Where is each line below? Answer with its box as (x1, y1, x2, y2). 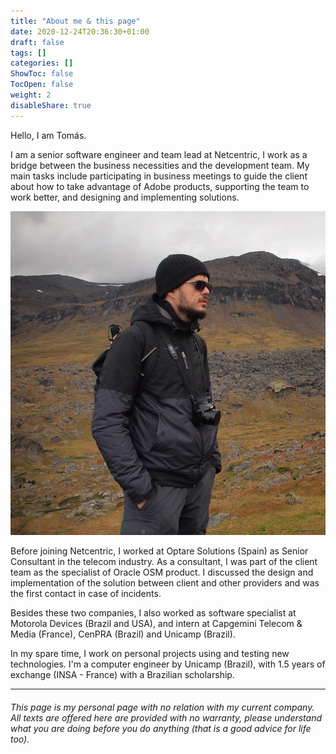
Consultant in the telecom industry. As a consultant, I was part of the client (10, 556, 318, 568)
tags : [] (10, 48, 47, 58)
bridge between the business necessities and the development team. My (10, 159, 310, 171)
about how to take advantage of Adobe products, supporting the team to (10, 180, 310, 192)
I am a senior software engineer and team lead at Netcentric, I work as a (10, 148, 308, 160)
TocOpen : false (10, 80, 74, 90)
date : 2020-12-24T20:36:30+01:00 (10, 26, 150, 37)
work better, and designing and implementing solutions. (10, 191, 240, 203)
